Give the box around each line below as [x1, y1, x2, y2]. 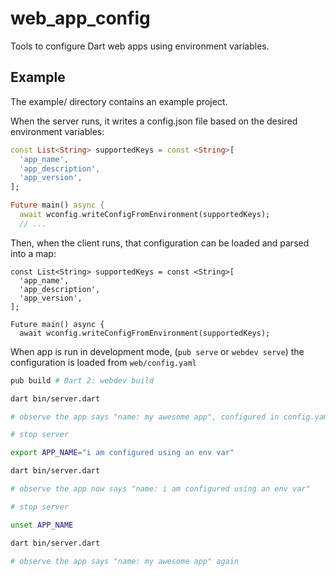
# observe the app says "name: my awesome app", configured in [10, 412, 280, 422]
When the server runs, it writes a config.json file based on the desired [10, 115, 298, 127]
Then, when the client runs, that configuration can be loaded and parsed [10, 237, 310, 249]
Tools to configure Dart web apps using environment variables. [10, 40, 270, 52]
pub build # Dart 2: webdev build [10, 375, 155, 386]
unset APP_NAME [10, 520, 74, 530]
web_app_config [10, 7, 151, 30]
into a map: [10, 247, 57, 259]
